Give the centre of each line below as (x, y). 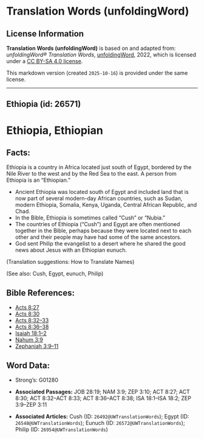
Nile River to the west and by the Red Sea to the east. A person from (92, 174)
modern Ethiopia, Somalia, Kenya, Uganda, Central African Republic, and (106, 205)
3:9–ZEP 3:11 (31, 405)
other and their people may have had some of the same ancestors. (98, 237)
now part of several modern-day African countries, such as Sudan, (99, 198)
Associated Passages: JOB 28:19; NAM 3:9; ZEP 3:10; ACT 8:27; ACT (102, 392)
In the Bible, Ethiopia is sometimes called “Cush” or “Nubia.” (90, 218)
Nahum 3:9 (29, 340)
